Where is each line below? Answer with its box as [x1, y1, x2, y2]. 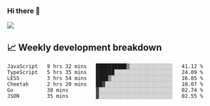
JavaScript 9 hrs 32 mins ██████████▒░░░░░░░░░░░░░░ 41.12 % [7, 63, 204, 70]
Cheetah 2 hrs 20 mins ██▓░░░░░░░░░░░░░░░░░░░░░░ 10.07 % [7, 81, 204, 88]
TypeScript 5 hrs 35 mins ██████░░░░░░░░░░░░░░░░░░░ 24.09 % [7, 69, 204, 76]
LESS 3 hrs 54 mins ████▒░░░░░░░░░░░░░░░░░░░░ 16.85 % [7, 75, 204, 82]
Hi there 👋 [7, 6, 41, 16]
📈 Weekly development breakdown [7, 41, 162, 53]
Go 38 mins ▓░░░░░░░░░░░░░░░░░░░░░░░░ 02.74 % [7, 87, 204, 94]
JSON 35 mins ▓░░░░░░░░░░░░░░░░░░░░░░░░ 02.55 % [7, 93, 204, 100]
